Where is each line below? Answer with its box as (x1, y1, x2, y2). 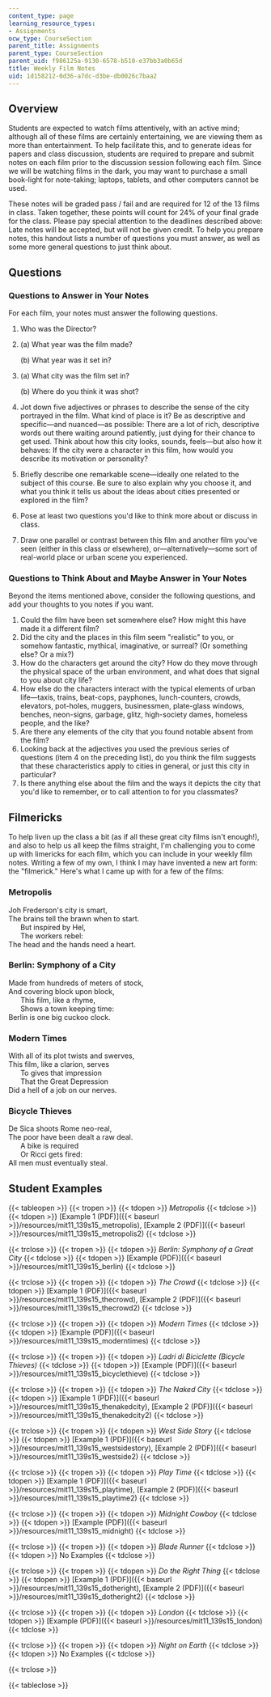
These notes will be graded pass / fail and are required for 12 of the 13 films (8, 199, 260, 209)
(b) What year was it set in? (19, 355, 112, 365)
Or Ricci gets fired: (19, 1149, 83, 1159)
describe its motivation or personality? (19, 454, 148, 463)
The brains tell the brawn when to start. (8, 913, 140, 923)
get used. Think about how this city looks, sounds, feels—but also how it (19, 437, 262, 446)
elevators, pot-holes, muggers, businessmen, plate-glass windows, (19, 701, 244, 711)
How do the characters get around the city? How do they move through (19, 658, 258, 668)
